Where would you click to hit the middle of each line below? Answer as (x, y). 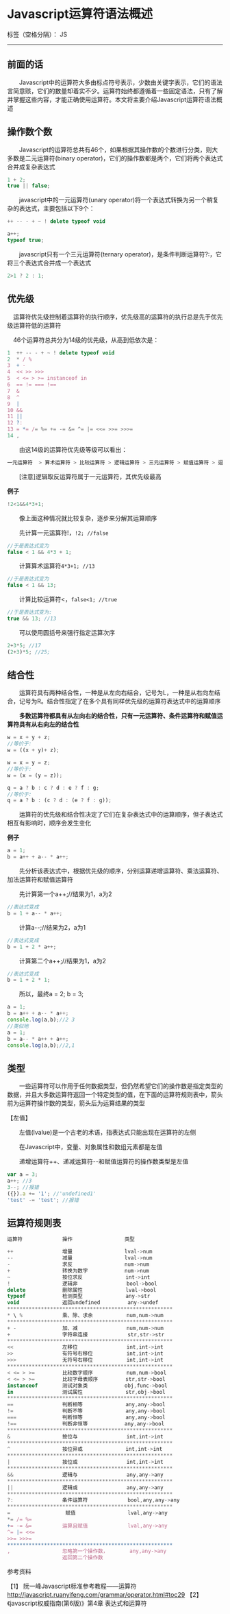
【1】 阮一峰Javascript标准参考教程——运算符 (72, 1586)
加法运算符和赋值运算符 (40, 880)
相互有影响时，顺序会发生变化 (49, 823)
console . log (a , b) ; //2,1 (41, 1045)
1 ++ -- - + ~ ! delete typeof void (61, 353)
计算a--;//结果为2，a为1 (52, 927)
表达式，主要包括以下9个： (57, 208)
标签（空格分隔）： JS (37, 34)
